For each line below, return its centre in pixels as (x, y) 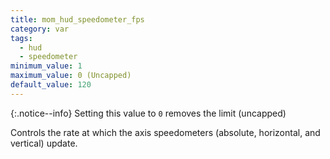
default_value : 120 (51, 85)
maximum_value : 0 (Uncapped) (71, 76)
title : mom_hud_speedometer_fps (77, 19)
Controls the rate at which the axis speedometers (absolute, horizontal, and (165, 132)
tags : (21, 38)
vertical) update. (44, 143)
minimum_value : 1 (46, 66)
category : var (40, 29)
